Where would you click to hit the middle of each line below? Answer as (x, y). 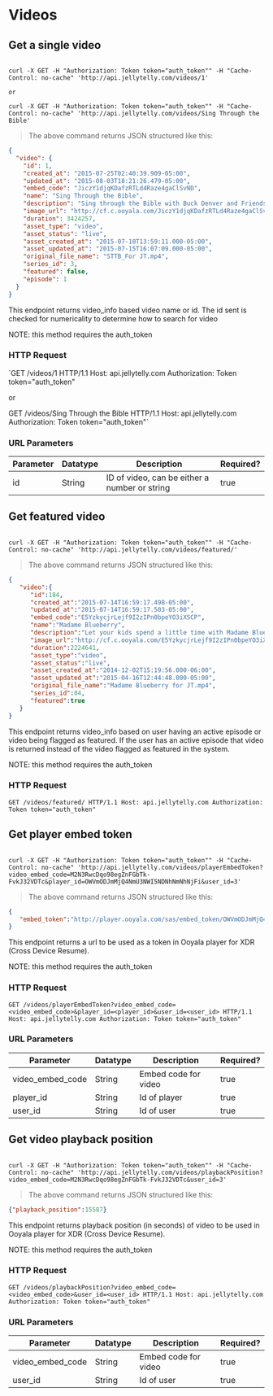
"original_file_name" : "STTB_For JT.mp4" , (96, 257)
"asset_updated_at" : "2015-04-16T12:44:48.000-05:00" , (123, 678)
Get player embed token (70, 834)
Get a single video (55, 45)
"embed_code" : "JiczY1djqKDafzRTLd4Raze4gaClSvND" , (112, 189)
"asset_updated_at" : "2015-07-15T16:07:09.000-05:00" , (118, 249)
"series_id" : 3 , (51, 264)
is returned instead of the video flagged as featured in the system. (119, 748)
